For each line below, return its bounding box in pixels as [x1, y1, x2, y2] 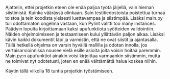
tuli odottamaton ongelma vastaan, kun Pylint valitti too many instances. [5, 20, 156, 26]
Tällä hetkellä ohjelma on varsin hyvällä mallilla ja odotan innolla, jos [5, 42, 148, 48]
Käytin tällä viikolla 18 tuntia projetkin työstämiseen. [5, 68, 114, 74]
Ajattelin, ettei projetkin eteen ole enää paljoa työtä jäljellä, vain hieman [5, 5, 154, 10]
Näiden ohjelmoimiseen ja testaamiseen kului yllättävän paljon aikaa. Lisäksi [5, 31, 165, 37]
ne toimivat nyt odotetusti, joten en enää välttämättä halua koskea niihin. [5, 58, 157, 64]
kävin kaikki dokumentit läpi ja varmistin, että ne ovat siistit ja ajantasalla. [5, 36, 158, 43]
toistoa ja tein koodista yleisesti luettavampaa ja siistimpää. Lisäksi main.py [5, 15, 163, 21]
